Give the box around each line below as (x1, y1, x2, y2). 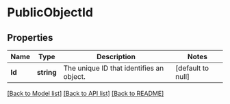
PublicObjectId (7, 5, 94, 20)
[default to (175, 63, 209, 73)
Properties (7, 32, 53, 44)
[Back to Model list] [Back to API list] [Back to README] (7, 90, 164, 97)
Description (97, 52, 136, 61)
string (36, 68, 57, 77)
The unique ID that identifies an (63, 63, 164, 73)
